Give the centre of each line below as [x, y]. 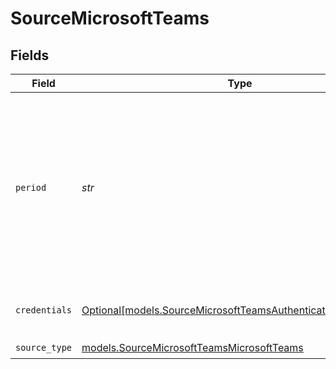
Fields [30, 55]
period [31, 187]
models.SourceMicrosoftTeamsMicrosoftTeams [192, 347]
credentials [44, 310]
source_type [44, 347]
